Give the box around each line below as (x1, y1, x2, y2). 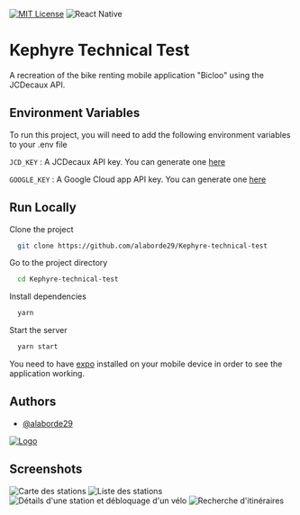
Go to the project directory (9, 257, 108, 268)
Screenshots (9, 462, 83, 477)
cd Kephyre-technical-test (17, 275, 119, 284)
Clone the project (9, 223, 74, 234)
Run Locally (9, 200, 77, 215)
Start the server (9, 325, 68, 336)
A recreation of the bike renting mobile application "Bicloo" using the (9, 69, 264, 80)
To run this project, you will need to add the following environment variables (9, 129, 291, 140)
